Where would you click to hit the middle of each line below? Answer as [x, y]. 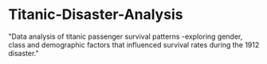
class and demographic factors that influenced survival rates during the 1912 [134, 44]
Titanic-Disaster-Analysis [96, 15]
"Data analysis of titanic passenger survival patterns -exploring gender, [126, 36]
